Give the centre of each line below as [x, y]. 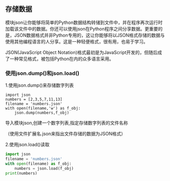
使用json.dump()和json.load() [42, 73]
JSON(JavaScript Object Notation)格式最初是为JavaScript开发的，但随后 [81, 52]
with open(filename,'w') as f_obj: [43, 109]
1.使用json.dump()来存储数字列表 [40, 85]
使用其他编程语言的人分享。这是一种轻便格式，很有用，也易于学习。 [77, 41]
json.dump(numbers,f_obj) [42, 113]
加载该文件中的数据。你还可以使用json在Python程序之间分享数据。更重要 [82, 29]
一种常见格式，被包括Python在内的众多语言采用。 [62, 59]
